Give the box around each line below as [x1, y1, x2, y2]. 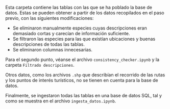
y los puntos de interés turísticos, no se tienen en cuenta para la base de [5, 77, 158, 83]
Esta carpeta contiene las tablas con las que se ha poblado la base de [5, 5, 152, 10]
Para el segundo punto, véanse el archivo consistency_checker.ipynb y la [5, 57, 160, 63]
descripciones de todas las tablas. [12, 41, 85, 47]
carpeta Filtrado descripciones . [5, 62, 75, 68]
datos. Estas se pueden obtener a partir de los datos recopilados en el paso [5, 10, 164, 16]
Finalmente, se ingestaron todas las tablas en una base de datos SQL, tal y [5, 93, 162, 98]
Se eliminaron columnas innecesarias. [12, 47, 93, 52]
